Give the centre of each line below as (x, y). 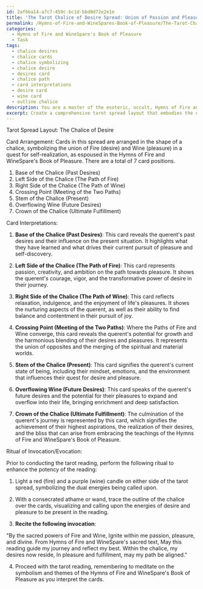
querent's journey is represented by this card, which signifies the (96, 420)
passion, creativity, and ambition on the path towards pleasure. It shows (105, 272)
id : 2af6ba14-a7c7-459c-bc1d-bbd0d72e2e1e (60, 12)
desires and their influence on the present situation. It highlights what (101, 241)
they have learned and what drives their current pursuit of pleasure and (104, 248)
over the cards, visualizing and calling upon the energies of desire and (102, 506)
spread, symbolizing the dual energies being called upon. (86, 488)
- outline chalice (35, 101)
